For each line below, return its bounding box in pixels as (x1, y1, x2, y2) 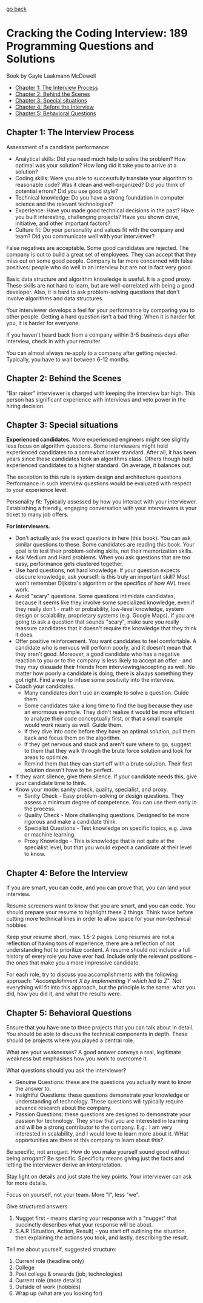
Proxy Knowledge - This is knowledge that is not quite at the (24, 837, 175, 845)
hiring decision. (6, 402, 45, 409)
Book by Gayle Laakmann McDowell (6, 72, 96, 79)
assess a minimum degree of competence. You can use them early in (24, 799, 197, 806)
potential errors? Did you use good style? (15, 187, 118, 195)
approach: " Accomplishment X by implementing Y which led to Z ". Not (6, 977, 182, 985)
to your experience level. (6, 487, 68, 494)
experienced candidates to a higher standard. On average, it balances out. (6, 462, 192, 469)
